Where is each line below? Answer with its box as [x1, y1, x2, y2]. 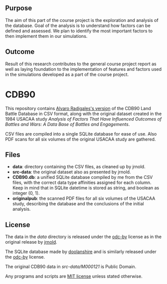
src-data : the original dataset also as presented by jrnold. [12, 169, 131, 175]
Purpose [5, 4, 32, 12]
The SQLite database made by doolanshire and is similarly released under [5, 249, 157, 255]
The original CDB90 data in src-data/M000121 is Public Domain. [5, 264, 137, 270]
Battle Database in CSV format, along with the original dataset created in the [5, 111, 162, 117]
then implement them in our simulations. [5, 33, 88, 39]
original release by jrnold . [5, 239, 57, 245]
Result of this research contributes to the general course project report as [5, 61, 157, 67]
